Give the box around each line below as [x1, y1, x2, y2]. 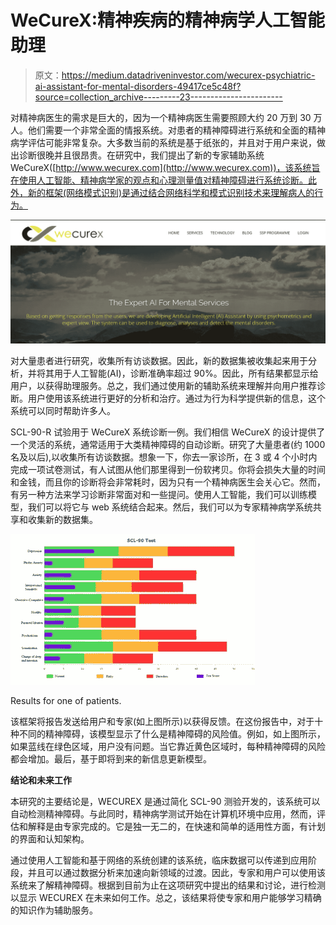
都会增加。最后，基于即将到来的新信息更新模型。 [10, 752, 212, 765]
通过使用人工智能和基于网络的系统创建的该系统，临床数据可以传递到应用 [10, 854, 308, 866]
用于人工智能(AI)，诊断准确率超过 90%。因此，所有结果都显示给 [53, 367, 319, 379]
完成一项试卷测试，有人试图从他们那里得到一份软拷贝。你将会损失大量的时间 [10, 463, 326, 475]
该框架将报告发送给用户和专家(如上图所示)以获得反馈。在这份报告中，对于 [10, 715, 315, 727]
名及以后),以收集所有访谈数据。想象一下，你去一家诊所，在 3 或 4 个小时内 [10, 451, 318, 463]
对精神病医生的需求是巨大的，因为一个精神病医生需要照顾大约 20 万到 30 [10, 111, 312, 123]
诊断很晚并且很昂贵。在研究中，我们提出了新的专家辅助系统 [18, 149, 265, 161]
